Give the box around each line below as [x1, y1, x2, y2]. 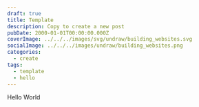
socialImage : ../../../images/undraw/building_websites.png [7, 42, 184, 49]
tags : [7, 61, 23, 68]
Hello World [7, 93, 41, 101]
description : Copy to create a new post [7, 23, 125, 30]
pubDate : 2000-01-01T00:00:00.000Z [7, 29, 109, 37]
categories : [7, 49, 41, 56]
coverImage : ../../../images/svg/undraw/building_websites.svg [7, 36, 193, 43]
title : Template [7, 17, 54, 23]
